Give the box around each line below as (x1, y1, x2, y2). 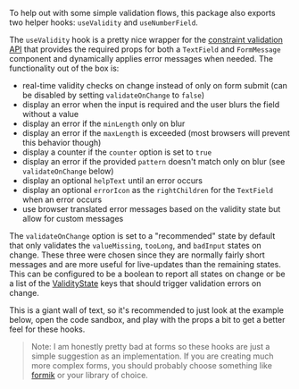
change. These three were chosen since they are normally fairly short (9, 249, 265, 260)
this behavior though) (21, 138, 102, 148)
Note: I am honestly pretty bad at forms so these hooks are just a (30, 342, 270, 351)
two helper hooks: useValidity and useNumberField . (9, 17, 198, 28)
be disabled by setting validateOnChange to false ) (21, 89, 205, 100)
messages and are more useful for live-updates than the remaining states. (9, 259, 281, 269)
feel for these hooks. (9, 324, 86, 334)
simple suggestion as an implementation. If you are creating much (30, 351, 274, 361)
